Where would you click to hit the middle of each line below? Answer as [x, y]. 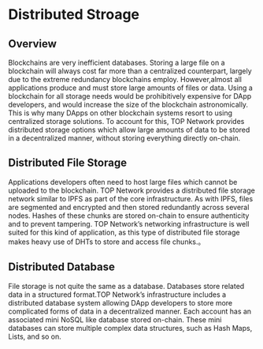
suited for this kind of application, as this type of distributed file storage [124, 232]
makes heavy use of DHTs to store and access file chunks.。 [107, 242]
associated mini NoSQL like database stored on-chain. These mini [115, 319]
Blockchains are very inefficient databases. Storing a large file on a [117, 62]
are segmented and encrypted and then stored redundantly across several [129, 207]
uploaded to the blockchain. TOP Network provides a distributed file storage [132, 190]
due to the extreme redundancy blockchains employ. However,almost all [125, 79]
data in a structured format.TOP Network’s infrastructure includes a [117, 295]
